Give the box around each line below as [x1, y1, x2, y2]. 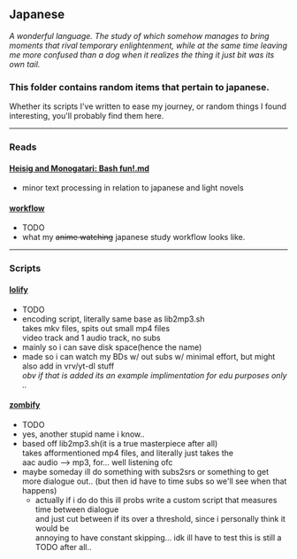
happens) [21, 485, 57, 495]
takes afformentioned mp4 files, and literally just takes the [21, 447, 234, 458]
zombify [9, 400, 41, 410]
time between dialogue [34, 504, 119, 515]
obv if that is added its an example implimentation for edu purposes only [21, 369, 287, 380]
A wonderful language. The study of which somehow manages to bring [9, 30, 270, 41]
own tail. [9, 58, 41, 69]
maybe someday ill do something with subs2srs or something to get [21, 466, 270, 477]
